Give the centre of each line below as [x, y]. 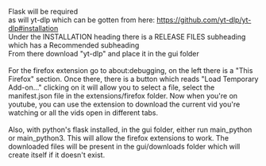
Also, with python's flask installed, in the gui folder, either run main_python [130, 129]
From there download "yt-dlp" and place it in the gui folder [104, 54]
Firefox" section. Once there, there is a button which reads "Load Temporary [133, 79]
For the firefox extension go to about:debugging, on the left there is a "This [131, 70]
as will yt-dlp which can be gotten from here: [82, 20]
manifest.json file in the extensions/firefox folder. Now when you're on [123, 96]
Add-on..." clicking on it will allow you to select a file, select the [112, 87]
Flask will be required [43, 12]
